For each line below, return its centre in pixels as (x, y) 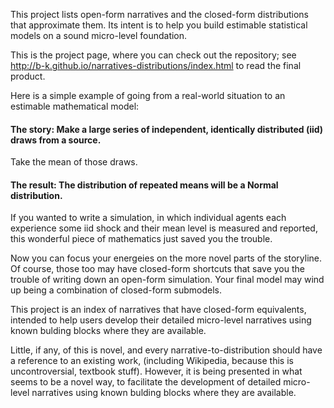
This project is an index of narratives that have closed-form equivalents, (158, 310)
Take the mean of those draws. (74, 162)
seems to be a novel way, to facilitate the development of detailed (146, 382)
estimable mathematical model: (75, 106)
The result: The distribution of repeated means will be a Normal (144, 185)
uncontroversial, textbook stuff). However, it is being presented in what (156, 371)
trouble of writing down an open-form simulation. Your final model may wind (167, 280)
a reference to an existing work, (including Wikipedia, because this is (152, 361)
